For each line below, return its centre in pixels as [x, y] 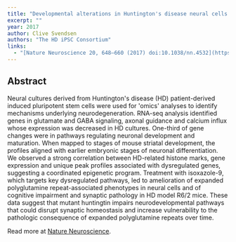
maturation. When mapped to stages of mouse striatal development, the [111, 143]
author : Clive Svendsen [42, 33]
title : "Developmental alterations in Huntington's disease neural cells [118, 14]
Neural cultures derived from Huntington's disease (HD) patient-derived [111, 98]
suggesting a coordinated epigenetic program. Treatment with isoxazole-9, [116, 173]
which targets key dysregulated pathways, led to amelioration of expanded [115, 180]
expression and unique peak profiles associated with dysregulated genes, [114, 165]
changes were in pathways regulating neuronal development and [101, 135]
